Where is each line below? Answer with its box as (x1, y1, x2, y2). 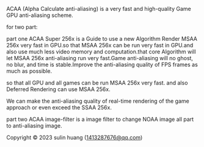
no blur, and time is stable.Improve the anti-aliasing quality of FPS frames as (6, 61, 199, 68)
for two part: (6, 24, 38, 30)
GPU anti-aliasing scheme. (6, 12, 73, 19)
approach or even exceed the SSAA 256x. (6, 104, 112, 111)
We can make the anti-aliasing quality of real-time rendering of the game (6, 97, 189, 104)
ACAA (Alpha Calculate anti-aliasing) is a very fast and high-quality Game (6, 5, 191, 12)
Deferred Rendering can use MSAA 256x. (6, 86, 111, 93)
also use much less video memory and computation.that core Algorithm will (6, 48, 197, 55)
